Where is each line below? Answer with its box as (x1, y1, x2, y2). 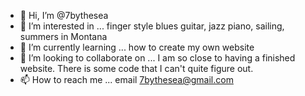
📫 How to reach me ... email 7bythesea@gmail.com (19, 74, 234, 85)
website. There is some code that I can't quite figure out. (19, 63, 254, 74)
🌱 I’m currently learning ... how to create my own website (19, 41, 255, 53)
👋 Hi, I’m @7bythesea (19, 10, 109, 21)
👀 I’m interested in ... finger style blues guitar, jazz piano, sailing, (19, 20, 285, 32)
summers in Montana (19, 31, 108, 42)
